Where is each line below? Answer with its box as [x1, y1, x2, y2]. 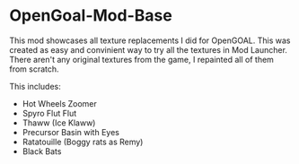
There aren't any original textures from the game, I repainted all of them [9, 54, 274, 65]
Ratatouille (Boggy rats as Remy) [22, 136, 144, 147]
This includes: [9, 81, 61, 91]
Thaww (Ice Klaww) [22, 117, 96, 128]
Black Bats [22, 145, 62, 157]
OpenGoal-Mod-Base [9, 5, 172, 26]
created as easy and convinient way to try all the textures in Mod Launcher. [9, 44, 287, 55]
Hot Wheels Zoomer [22, 98, 97, 108]
